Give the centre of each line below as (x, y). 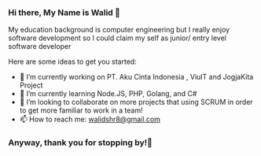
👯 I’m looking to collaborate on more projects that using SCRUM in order (136, 102)
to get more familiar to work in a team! (81, 110)
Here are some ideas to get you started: (73, 61)
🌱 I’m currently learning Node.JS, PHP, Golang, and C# (108, 94)
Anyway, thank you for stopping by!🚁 (81, 143)
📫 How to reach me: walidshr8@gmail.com (90, 119)
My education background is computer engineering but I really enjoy (119, 30)
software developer (40, 46)
